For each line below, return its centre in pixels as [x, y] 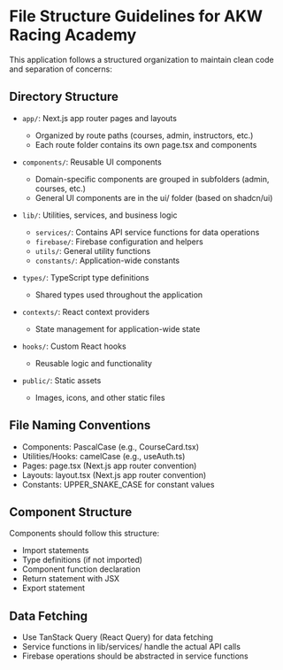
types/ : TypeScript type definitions [85, 277]
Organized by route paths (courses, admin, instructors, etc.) [144, 135]
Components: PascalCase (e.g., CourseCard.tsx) [111, 447]
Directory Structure [64, 97]
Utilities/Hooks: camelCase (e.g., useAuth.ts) [103, 456]
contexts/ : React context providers [86, 312]
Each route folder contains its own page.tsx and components [146, 144]
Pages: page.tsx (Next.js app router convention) [109, 466]
